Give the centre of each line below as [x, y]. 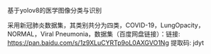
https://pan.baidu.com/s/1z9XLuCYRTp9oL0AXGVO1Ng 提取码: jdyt [106, 43]
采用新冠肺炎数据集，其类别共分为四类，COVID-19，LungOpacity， [106, 25]
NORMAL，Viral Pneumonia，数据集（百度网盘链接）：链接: [94, 34]
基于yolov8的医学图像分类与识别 [55, 10]
